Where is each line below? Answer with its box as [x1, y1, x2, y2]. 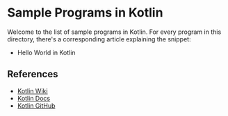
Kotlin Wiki [17, 86, 48, 95]
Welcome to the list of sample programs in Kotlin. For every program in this [7, 28, 222, 36]
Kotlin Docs [17, 94, 51, 102]
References [7, 68, 58, 80]
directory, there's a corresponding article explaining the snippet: [7, 35, 191, 43]
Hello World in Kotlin [17, 48, 76, 57]
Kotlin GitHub [17, 101, 56, 110]
